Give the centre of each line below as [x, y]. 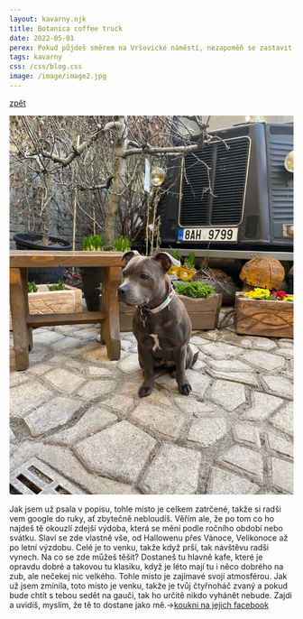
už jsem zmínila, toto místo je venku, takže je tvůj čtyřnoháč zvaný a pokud [149, 586]
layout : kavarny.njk [48, 19]
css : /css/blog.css [46, 67]
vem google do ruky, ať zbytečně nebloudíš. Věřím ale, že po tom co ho [142, 518]
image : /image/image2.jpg [58, 77]
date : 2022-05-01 [42, 38]
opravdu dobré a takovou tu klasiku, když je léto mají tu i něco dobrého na [147, 566]
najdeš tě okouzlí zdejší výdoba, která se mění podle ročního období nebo [147, 528]
